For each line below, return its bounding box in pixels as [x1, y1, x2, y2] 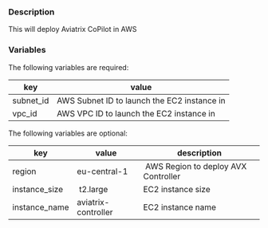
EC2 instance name [143, 202, 217, 213]
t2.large [78, 183, 108, 195]
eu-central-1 [77, 166, 128, 177]
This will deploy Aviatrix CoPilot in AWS [8, 25, 137, 34]
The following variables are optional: [8, 128, 128, 138]
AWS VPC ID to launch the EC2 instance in [57, 108, 215, 119]
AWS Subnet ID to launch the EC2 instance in [57, 95, 226, 106]
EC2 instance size [143, 183, 211, 195]
